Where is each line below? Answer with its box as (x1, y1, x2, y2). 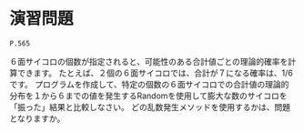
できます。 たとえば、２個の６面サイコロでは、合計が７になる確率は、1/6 (16, 67, 293, 78)
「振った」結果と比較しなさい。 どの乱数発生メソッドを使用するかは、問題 (9, 101, 291, 112)
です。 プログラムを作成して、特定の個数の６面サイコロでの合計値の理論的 (9, 78, 289, 89)
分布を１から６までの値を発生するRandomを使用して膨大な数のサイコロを (9, 90, 288, 101)
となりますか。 (9, 113, 66, 124)
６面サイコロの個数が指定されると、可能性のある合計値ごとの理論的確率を (9, 56, 289, 66)
